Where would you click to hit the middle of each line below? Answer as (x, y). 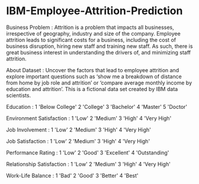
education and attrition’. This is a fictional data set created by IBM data (92, 89)
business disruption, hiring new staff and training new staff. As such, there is (99, 46)
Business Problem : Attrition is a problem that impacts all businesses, (90, 27)
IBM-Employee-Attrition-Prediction (94, 11)
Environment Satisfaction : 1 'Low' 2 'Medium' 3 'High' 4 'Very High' (89, 118)
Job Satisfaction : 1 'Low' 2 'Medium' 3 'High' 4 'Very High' (78, 141)
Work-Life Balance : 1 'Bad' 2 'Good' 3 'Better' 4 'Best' (72, 175)
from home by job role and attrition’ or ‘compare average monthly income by (99, 83)
